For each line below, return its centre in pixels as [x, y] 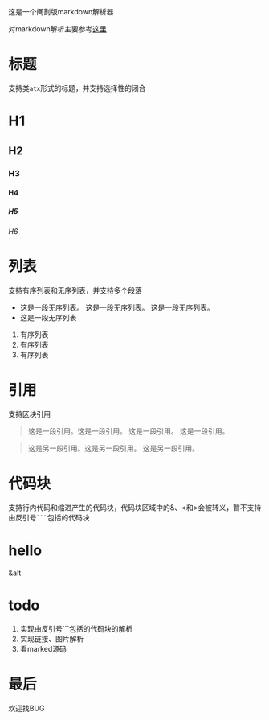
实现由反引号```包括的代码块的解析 [76, 628]
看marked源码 [43, 648]
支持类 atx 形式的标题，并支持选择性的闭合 [77, 88]
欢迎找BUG [27, 708]
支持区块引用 [29, 413]
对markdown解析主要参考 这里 [57, 29]
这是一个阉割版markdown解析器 [61, 12]
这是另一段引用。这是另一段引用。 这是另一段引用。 [113, 448]
